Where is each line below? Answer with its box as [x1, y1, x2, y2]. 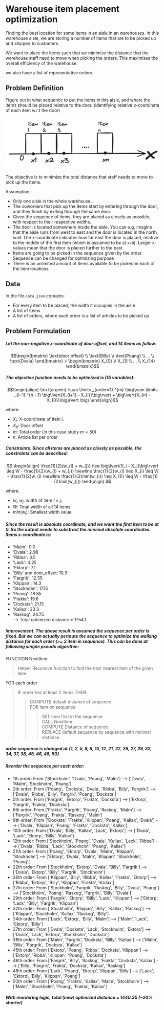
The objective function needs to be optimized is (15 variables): [5, 374, 135, 380]
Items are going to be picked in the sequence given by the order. [12, 250, 143, 256]
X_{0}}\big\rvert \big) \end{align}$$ [46, 397, 119, 403]
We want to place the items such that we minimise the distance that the [5, 50, 149, 56]
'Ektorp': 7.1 [12, 565, 36, 571]
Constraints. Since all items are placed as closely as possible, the [5, 445, 142, 451]
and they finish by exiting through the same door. [12, 209, 112, 215]
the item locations [12, 266, 49, 272]
